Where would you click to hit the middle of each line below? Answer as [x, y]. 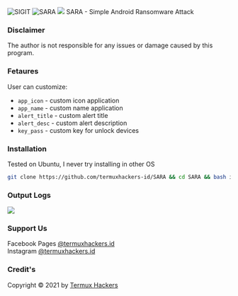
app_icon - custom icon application [68, 100]
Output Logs [29, 195]
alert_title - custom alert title [63, 115]
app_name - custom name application [70, 108]
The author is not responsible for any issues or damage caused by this [110, 45]
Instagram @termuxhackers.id [51, 251]
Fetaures [23, 71]
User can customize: [38, 87]
